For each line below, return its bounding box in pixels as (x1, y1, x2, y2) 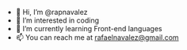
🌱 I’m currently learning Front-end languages (15, 24, 162, 33)
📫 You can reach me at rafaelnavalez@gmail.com (15, 33, 180, 42)
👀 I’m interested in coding (15, 16, 100, 25)
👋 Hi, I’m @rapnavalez (15, 8, 88, 16)
